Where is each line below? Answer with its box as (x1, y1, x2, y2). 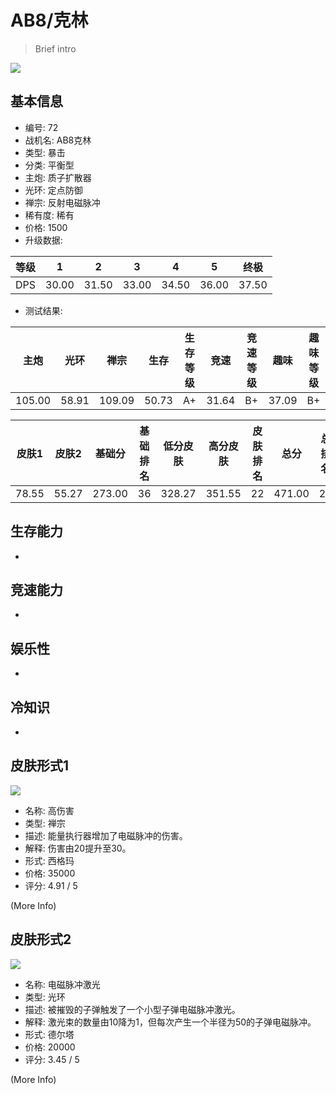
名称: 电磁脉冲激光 (24, 978, 101, 990)
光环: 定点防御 (24, 184, 83, 196)
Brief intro (34, 42, 77, 55)
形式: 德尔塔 (24, 1028, 75, 1040)
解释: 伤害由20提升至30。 (24, 842, 132, 854)
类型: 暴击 (24, 146, 66, 158)
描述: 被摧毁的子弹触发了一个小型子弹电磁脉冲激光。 (24, 1003, 241, 1015)
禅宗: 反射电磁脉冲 (24, 196, 101, 208)
